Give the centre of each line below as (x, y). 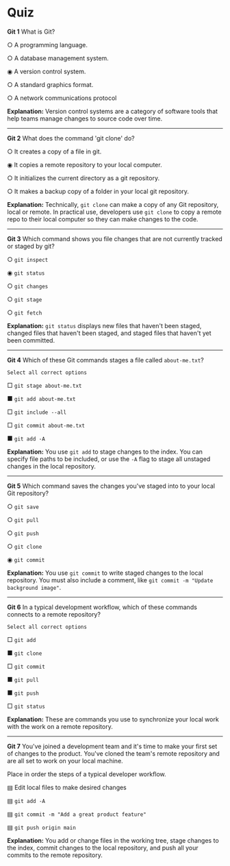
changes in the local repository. (51, 466)
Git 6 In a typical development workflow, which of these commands (102, 607)
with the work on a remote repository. (60, 726)
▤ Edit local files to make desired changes (67, 787)
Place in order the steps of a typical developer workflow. (87, 774)
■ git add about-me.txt (41, 398)
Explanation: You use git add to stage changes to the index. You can (105, 451)
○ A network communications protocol (62, 98)
